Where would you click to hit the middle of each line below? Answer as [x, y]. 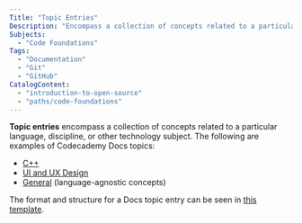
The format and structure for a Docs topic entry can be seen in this [133, 200]
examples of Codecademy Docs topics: [82, 146]
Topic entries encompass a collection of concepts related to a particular [143, 127]
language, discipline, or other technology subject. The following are [134, 137]
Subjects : [28, 34]
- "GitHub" [38, 76]
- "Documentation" [52, 59]
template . [27, 210]
